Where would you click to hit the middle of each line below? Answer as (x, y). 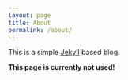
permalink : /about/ (40, 30)
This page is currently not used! (62, 67)
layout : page (30, 15)
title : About (30, 23)
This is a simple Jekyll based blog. (64, 53)
